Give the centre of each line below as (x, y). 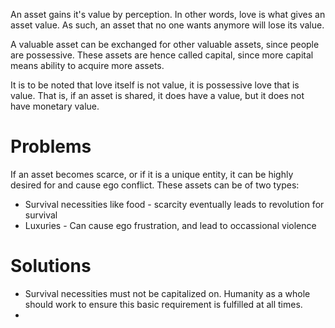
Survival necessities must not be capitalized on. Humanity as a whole (167, 293)
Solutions (51, 266)
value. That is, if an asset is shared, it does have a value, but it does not (157, 95)
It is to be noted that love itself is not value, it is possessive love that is (155, 85)
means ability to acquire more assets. (87, 65)
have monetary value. (55, 106)
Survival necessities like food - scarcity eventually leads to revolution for (174, 204)
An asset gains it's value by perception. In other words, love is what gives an (168, 14)
